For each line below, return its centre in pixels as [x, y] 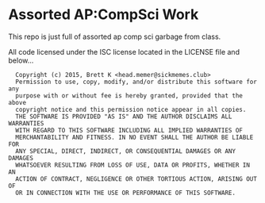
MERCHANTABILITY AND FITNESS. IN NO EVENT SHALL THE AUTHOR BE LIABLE [134, 137]
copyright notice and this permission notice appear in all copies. [131, 109]
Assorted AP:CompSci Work [104, 15]
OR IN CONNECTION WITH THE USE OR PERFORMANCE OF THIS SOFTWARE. [126, 193]
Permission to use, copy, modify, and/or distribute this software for [136, 82]
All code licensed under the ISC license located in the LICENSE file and [124, 52]
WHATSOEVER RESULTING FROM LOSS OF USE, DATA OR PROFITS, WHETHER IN [132, 165]
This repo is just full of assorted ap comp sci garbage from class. [115, 36]
